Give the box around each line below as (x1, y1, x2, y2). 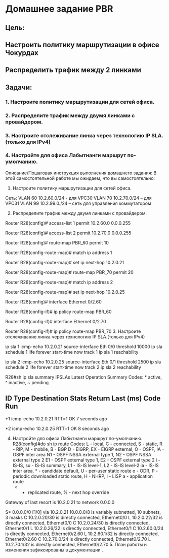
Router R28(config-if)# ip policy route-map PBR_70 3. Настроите (5, 328, 141, 334)
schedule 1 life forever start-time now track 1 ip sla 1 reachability (5, 349, 139, 355)
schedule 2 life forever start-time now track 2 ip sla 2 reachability (5, 364, 142, 370)
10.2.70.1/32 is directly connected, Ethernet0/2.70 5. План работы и (5, 541, 147, 547)
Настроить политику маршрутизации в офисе (5, 40, 159, 49)
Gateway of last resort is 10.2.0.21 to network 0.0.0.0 (5, 499, 115, 505)
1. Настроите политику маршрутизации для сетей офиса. (5, 98, 155, 105)
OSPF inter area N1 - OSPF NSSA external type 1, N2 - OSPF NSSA (12, 451, 152, 457)
